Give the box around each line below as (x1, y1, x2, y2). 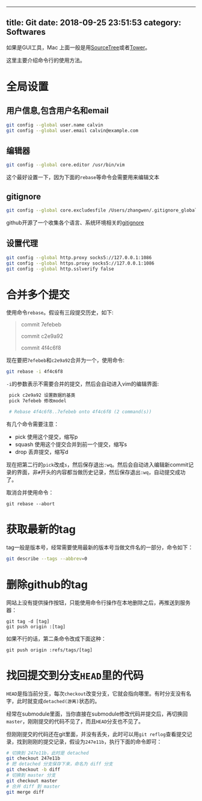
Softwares (6, 27, 46, 37)
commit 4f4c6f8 (20, 344, 61, 352)
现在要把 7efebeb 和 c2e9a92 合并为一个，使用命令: (6, 357, 125, 364)
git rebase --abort (6, 500, 55, 507)
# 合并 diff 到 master (6, 783, 61, 790)
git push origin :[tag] (6, 624, 66, 630)
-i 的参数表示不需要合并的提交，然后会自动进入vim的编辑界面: (6, 380, 159, 388)
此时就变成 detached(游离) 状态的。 (16, 697, 100, 704)
